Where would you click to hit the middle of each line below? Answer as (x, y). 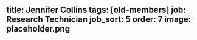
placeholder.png (38, 29)
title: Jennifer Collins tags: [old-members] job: (96, 10)
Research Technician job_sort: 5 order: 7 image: (99, 20)
